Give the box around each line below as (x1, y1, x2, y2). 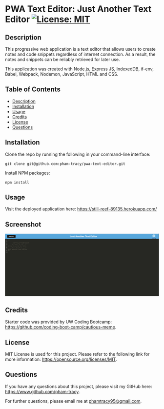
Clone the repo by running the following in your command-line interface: (5, 151, 150, 157)
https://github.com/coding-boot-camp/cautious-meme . (5, 324, 117, 330)
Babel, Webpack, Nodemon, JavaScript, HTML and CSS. (5, 71, 119, 77)
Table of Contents (5, 85, 61, 94)
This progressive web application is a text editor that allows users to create (5, 46, 156, 52)
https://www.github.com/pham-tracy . (5, 389, 80, 394)
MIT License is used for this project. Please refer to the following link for (5, 351, 150, 357)
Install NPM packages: (5, 170, 50, 176)
